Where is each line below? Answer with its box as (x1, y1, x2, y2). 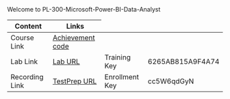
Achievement (52, 33, 95, 42)
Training (104, 53, 131, 62)
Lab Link (10, 57, 38, 66)
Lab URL (52, 57, 80, 66)
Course (10, 33, 34, 42)
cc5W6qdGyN (147, 76, 194, 86)
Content (14, 22, 42, 31)
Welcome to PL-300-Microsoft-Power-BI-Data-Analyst (7, 5, 161, 13)
